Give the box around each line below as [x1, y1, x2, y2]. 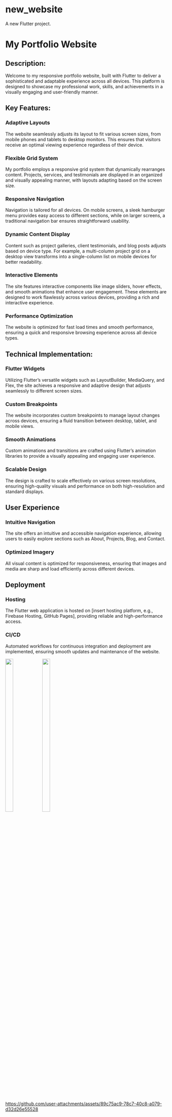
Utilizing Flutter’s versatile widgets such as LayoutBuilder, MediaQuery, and [5, 377, 165, 383]
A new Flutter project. [5, 21, 51, 27]
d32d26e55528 [5, 1106, 39, 1112]
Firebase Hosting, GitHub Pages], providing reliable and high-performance [5, 613, 163, 619]
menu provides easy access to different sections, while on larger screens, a [5, 212, 165, 219]
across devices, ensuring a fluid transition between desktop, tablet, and [5, 418, 157, 424]
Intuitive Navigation [5, 519, 55, 525]
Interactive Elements [5, 271, 58, 279]
